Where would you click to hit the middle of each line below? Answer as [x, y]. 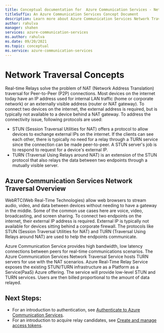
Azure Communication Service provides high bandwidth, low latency [74, 246]
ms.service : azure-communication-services [49, 50]
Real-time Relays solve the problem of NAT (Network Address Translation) [80, 88]
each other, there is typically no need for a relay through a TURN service [85, 140]
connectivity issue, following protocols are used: [54, 119]
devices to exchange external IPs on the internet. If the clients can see [83, 134]
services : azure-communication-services [47, 32]
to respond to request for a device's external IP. [60, 150]
